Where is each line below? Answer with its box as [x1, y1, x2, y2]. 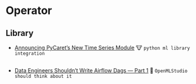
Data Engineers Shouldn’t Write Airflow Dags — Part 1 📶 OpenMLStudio [14, 67, 188, 74]
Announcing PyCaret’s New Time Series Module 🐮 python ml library [14, 44, 191, 51]
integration [14, 51, 45, 57]
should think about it [14, 74, 72, 80]
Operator [5, 4, 52, 18]
